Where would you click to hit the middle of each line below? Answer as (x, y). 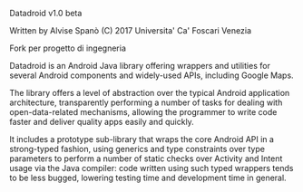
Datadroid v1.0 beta (46, 13)
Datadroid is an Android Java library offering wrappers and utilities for (140, 66)
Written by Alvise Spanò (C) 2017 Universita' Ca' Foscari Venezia (131, 30)
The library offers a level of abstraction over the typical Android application (150, 93)
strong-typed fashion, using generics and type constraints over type (137, 149)
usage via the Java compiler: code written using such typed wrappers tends (151, 168)
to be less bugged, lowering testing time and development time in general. (148, 178)
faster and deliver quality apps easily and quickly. (102, 122)
